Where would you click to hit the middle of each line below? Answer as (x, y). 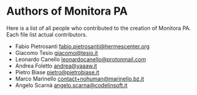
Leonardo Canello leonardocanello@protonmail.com (81, 59)
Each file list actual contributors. (47, 34)
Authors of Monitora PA (67, 11)
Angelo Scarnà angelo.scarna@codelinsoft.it (71, 85)
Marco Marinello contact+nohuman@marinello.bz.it (80, 79)
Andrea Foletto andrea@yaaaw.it (56, 66)
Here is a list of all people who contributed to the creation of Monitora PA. (99, 28)
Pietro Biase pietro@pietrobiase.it (57, 72)
